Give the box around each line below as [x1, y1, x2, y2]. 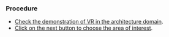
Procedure [6, 4, 38, 13]
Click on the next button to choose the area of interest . [14, 24, 153, 32]
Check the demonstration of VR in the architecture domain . [14, 18, 163, 25]
